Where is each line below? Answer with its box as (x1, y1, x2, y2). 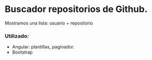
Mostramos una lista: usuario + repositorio (5, 20, 93, 26)
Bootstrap (12, 49, 33, 55)
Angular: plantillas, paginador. (12, 44, 74, 50)
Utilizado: (5, 32, 29, 39)
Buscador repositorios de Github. (5, 3, 148, 15)
